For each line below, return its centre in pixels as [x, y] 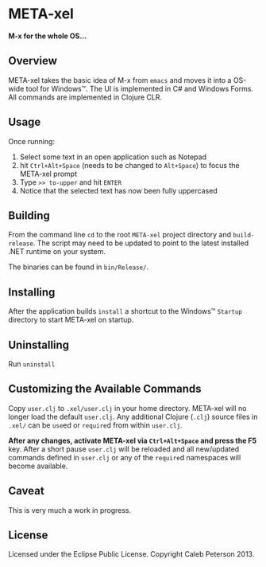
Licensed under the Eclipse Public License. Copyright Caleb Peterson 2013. [131, 554]
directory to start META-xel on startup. [71, 320]
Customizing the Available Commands [105, 389]
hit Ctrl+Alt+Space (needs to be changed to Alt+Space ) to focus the [129, 165]
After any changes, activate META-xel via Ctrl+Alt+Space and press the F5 [133, 440]
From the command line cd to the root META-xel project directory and [120, 235]
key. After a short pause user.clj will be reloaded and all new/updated [124, 449]
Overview [33, 61]
